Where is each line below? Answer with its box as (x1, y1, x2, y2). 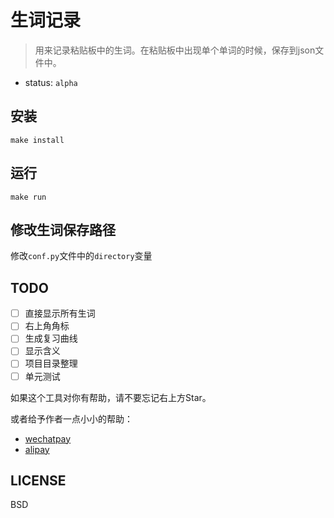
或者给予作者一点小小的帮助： (10, 412, 133, 425)
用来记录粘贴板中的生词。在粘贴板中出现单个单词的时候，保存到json (34, 44, 316, 56)
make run (10, 192, 47, 202)
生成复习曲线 (24, 332, 78, 345)
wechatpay (24, 432, 72, 445)
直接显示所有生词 (24, 307, 96, 320)
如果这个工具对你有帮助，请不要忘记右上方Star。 (10, 391, 212, 403)
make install (10, 135, 65, 145)
